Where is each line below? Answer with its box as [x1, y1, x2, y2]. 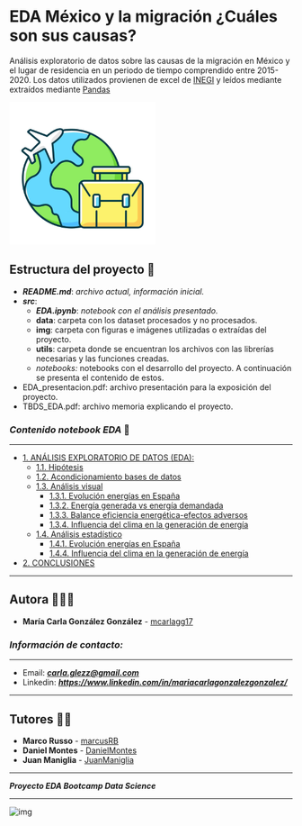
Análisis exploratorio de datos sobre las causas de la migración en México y [9, 55, 290, 66]
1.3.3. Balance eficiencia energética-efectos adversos [49, 510, 249, 521]
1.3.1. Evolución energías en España [49, 491, 181, 502]
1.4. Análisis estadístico [35, 529, 123, 540]
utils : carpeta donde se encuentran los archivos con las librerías [35, 343, 274, 354]
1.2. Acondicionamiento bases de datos [35, 471, 182, 483]
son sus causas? [9, 25, 138, 46]
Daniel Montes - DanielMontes [22, 745, 138, 756]
